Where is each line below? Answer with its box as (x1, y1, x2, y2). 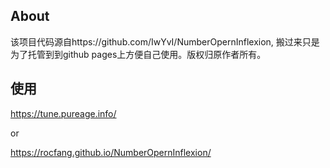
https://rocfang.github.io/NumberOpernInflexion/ (10, 146, 212, 158)
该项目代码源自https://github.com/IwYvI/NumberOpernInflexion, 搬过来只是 (10, 35, 320, 48)
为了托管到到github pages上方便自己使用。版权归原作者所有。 (10, 48, 267, 60)
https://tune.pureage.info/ (10, 107, 117, 119)
